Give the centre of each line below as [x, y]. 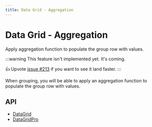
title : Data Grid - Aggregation [39, 10]
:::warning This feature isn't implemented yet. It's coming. [65, 59]
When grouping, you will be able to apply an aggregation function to [76, 80]
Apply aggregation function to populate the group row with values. [74, 49]
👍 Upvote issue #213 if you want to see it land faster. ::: [63, 69]
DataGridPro [26, 119]
